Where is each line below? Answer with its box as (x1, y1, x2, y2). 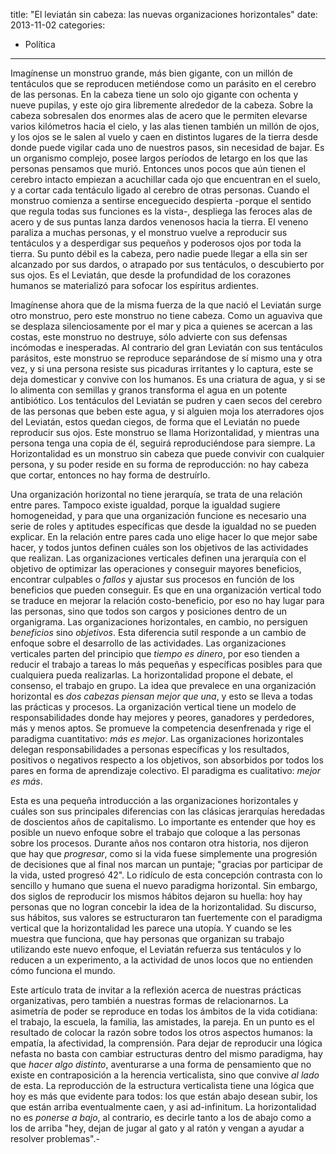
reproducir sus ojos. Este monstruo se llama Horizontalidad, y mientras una (10, 427, 320, 438)
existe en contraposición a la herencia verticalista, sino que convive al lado (10, 1069, 320, 1081)
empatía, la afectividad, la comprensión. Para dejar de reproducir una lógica (10, 1037, 323, 1049)
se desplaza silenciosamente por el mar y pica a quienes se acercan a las (10, 320, 313, 332)
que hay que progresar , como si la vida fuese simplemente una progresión (10, 848, 318, 859)
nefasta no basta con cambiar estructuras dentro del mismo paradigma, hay (10, 1048, 323, 1059)
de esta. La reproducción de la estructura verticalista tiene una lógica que (10, 1080, 315, 1091)
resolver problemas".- (10, 1133, 100, 1144)
